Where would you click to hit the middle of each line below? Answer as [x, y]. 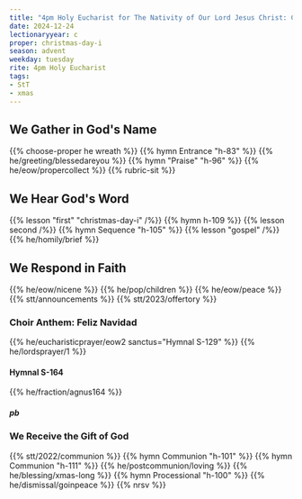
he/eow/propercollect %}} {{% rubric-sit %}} [93, 170]
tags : [19, 77]
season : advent [38, 51]
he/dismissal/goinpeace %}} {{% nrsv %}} [88, 485]
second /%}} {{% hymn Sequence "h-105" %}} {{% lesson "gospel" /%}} [145, 230]
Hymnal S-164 [37, 372]
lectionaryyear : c [44, 34]
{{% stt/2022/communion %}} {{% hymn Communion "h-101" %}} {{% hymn [151, 456]
